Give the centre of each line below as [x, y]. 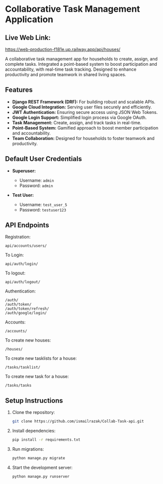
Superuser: [24, 171]
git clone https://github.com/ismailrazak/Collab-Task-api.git [78, 421]
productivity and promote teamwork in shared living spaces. [66, 74]
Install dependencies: [34, 431]
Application [29, 19]
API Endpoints [27, 225]
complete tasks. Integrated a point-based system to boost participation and [81, 64]
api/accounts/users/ [26, 246]
